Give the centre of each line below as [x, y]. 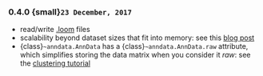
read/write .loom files [55, 30]
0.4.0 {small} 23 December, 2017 [70, 12]
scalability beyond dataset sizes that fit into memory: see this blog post [137, 38]
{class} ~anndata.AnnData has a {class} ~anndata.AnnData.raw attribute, [134, 46]
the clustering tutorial [55, 63]
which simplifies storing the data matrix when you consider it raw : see [135, 55]
